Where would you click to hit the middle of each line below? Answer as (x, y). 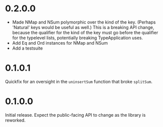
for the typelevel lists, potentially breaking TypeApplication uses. (78, 38)
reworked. (15, 120)
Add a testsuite (27, 48)
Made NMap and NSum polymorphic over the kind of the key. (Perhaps (84, 22)
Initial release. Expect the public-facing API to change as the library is (75, 115)
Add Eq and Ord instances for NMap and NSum (60, 43)
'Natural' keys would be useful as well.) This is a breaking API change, (83, 27)
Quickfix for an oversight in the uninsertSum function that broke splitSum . (79, 81)
